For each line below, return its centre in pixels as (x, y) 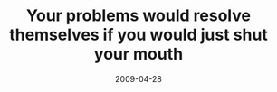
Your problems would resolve (138, 16)
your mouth (138, 54)
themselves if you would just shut (138, 35)
